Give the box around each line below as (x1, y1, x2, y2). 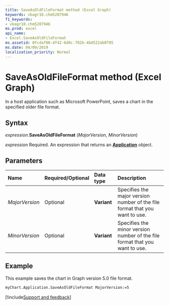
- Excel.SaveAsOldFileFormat (5, 36, 66, 41)
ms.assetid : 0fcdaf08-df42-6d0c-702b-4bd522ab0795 (5, 40, 114, 45)
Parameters (5, 156, 43, 165)
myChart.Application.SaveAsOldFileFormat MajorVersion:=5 (5, 285, 129, 290)
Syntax (5, 118, 28, 127)
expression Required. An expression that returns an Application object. (5, 142, 153, 148)
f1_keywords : (5, 17, 33, 22)
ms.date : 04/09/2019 (5, 45, 49, 50)
